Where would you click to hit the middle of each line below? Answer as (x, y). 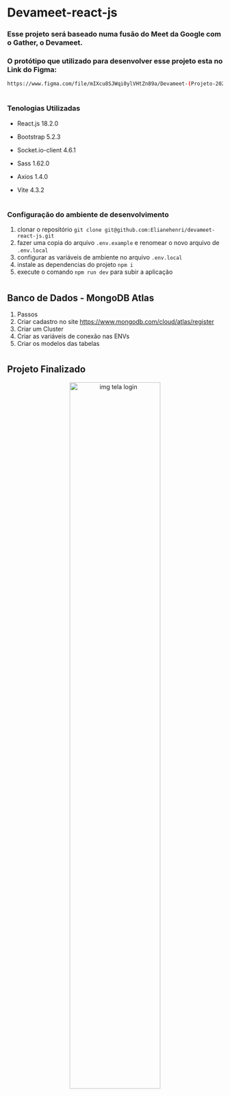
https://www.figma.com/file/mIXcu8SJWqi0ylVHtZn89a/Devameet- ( (99, 84)
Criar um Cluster (40, 329)
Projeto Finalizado (47, 370)
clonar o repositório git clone (59, 230)
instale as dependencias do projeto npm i (75, 265)
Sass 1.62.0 (33, 163)
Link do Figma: (32, 70)
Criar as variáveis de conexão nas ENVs (73, 336)
